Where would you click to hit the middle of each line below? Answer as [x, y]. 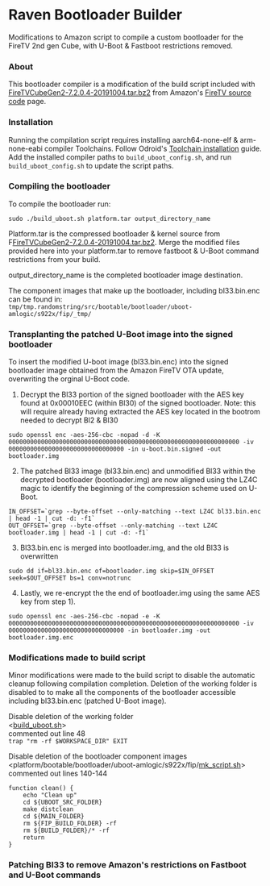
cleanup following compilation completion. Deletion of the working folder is [133, 684]
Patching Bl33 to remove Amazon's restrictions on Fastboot [128, 865]
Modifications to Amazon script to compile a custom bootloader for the [126, 37]
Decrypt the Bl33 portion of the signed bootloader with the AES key [132, 395]
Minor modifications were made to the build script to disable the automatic [132, 676]
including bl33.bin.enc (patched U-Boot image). [87, 701]
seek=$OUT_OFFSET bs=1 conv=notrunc [70, 578]
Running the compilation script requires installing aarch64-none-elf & [123, 139]
